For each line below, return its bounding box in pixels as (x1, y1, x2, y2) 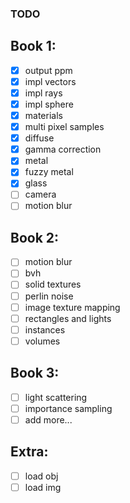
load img (24, 481, 62, 493)
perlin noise (24, 290, 74, 302)
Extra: (10, 443, 49, 461)
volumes (24, 335, 61, 347)
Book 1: (10, 38, 57, 55)
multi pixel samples (24, 121, 105, 133)
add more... (24, 413, 73, 426)
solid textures (24, 278, 82, 291)
